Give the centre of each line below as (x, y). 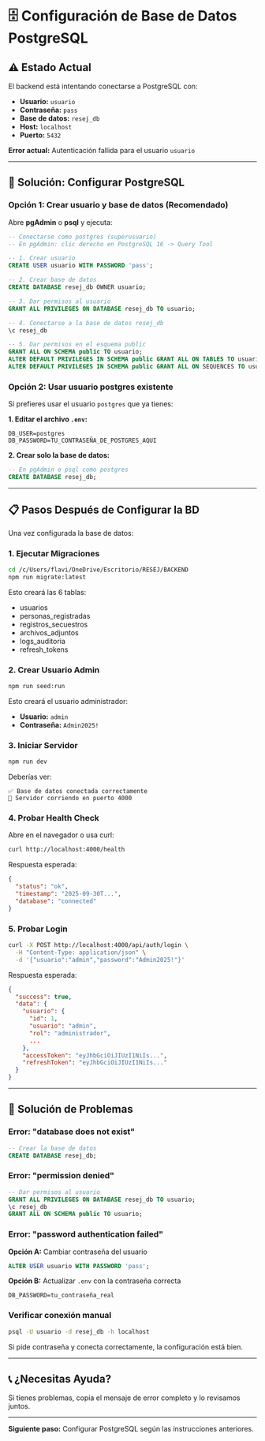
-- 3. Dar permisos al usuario (60, 301)
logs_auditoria (42, 641)
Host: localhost (46, 127)
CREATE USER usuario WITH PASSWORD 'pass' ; (81, 266)
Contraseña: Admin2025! (59, 725)
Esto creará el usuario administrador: (68, 702)
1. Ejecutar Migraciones (54, 553)
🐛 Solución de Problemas (71, 1109)
